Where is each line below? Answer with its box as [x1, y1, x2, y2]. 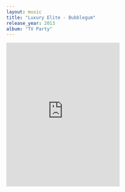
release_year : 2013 [6, 20, 56, 26]
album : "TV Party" [6, 25, 53, 32]
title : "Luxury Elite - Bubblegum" [6, 15, 96, 21]
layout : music [6, 8, 42, 15]
